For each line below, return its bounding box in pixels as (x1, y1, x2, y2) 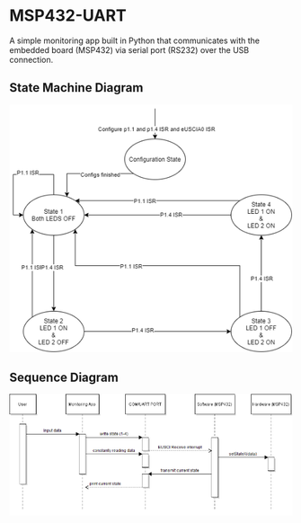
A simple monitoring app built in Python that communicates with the (9, 35, 261, 46)
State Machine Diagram (9, 80, 144, 95)
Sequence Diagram (9, 370, 119, 386)
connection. (9, 54, 54, 65)
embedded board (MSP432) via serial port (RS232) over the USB (9, 44, 250, 55)
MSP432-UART (9, 5, 128, 26)
